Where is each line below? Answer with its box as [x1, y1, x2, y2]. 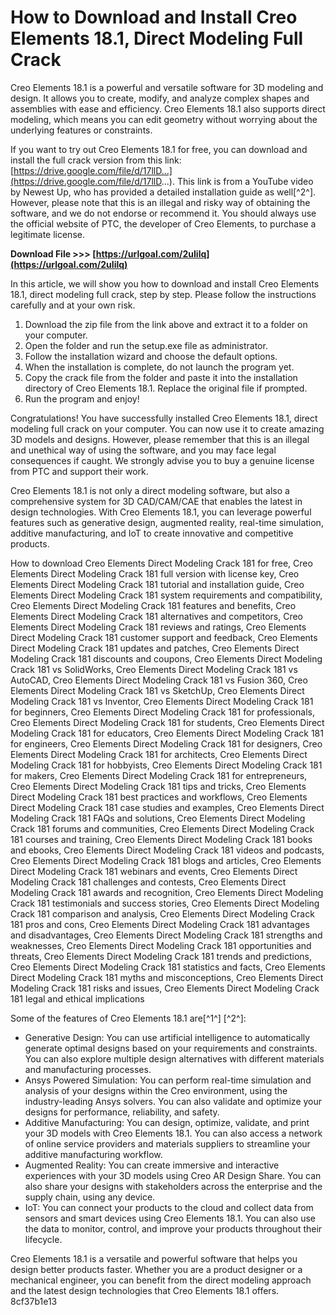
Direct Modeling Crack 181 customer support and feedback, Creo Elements [10, 631, 318, 643]
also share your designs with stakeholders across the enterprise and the [24, 1180, 323, 1192]
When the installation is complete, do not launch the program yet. [24, 361, 295, 373]
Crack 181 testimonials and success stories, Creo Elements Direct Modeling [10, 897, 320, 909]
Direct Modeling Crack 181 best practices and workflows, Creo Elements [10, 791, 308, 803]
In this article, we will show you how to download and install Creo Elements [10, 277, 320, 290]
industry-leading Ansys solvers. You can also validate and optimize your [24, 1095, 323, 1107]
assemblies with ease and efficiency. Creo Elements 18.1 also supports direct [10, 102, 326, 115]
